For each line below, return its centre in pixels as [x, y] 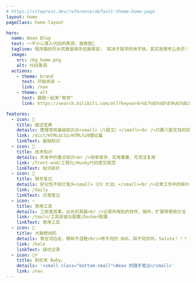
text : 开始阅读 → [41, 82]
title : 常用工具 [34, 206]
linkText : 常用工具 [38, 222]
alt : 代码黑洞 [32, 65]
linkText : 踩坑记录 [38, 249]
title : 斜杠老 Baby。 [41, 260]
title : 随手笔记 [34, 179]
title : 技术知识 [34, 152]
